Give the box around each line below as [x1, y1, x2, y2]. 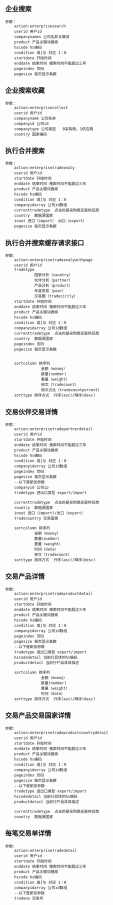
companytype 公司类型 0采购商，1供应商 [14, 126, 93, 131]
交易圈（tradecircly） [34, 294, 78, 299]
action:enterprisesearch [14, 23, 66, 28]
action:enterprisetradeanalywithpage [14, 257, 93, 262]
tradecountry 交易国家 [14, 516, 58, 521]
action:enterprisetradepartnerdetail [14, 426, 93, 431]
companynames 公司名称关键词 [14, 34, 69, 39]
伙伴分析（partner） [34, 278, 72, 283]
